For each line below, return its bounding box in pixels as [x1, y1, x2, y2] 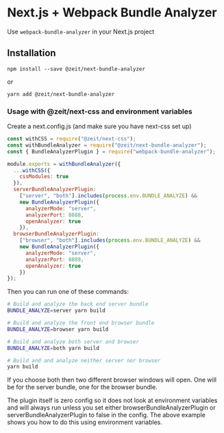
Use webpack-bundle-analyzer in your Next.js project [7, 27, 155, 36]
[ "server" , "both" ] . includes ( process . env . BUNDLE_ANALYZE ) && [19, 193, 198, 199]
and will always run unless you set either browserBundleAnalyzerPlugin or [7, 404, 216, 412]
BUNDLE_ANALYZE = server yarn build [7, 307, 106, 314]
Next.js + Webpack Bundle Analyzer [7, 5, 217, 21]
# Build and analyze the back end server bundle [7, 301, 149, 308]
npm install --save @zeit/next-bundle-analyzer [7, 65, 146, 73]
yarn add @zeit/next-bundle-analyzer [7, 90, 115, 97]
